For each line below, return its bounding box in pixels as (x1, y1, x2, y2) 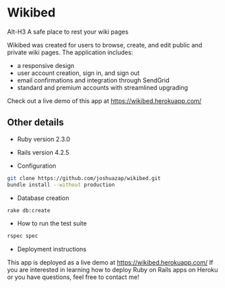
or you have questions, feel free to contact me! (7, 273, 139, 281)
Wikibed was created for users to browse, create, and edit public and (7, 41, 202, 49)
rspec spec (7, 232, 38, 240)
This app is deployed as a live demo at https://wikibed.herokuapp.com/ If (7, 258, 214, 267)
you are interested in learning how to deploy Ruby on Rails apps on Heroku (7, 266, 218, 274)
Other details (7, 117, 64, 129)
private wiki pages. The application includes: (7, 48, 134, 56)
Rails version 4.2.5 (16, 148, 70, 156)
